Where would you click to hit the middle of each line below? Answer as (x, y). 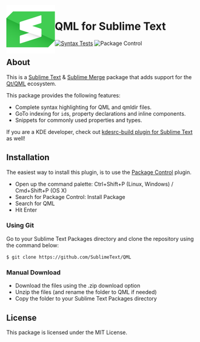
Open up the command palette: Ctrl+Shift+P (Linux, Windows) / (94, 184)
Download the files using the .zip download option (78, 286)
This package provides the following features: (63, 95)
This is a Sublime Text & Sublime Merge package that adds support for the (99, 77)
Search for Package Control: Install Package (70, 197)
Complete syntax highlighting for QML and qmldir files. (83, 107)
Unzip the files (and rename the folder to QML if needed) (86, 292)
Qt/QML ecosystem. (31, 83)
